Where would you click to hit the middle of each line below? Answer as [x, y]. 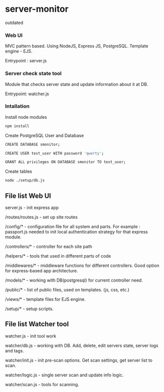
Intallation [17, 106]
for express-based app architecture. [42, 271]
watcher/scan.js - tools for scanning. [42, 384]
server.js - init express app [32, 208]
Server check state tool [34, 74]
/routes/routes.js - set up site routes [41, 217]
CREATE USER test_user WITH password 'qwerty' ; [55, 153]
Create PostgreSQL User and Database [45, 135]
